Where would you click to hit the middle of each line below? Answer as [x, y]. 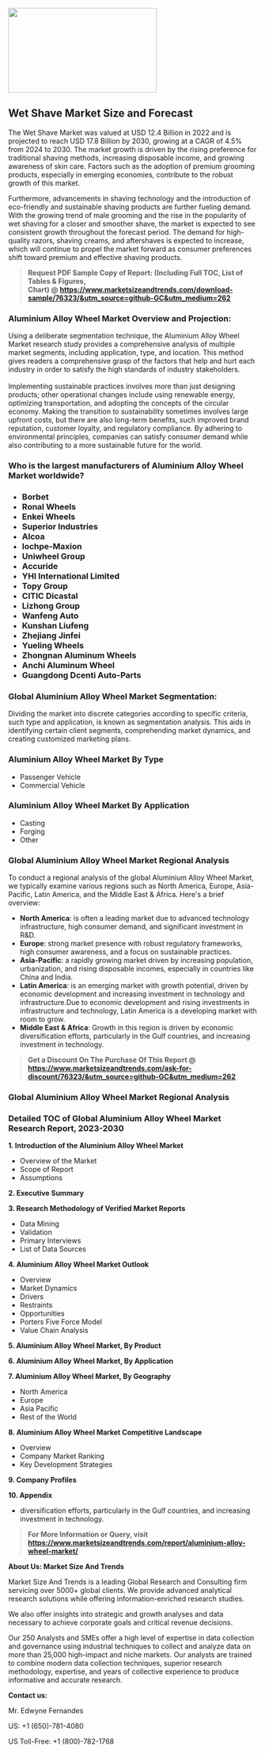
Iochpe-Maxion [52, 546]
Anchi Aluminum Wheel [68, 665]
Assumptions [41, 1178]
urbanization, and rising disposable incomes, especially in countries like [137, 969]
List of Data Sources [53, 1249]
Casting [32, 823]
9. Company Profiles [42, 1480]
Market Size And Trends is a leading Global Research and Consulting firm [128, 1582]
